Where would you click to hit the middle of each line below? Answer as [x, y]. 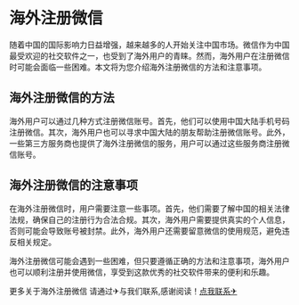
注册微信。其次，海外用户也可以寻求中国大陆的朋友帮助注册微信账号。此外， [149, 132]
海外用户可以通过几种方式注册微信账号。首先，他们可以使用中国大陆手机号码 [149, 120]
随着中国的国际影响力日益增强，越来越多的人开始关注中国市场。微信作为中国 [149, 45]
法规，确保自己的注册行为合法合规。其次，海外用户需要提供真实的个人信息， [149, 219]
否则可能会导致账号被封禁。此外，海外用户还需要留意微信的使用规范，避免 [145, 231]
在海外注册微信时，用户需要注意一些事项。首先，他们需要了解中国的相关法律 [149, 208]
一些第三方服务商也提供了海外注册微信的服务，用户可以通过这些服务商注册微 [149, 143]
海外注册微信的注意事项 [73, 185]
